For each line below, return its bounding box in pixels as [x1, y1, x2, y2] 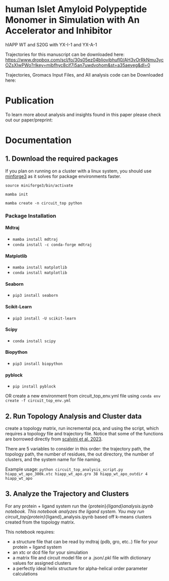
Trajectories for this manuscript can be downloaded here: [5, 51, 125, 57]
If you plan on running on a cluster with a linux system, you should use [5, 168, 152, 174]
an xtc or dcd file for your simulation [12, 549, 88, 555]
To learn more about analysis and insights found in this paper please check [5, 111, 161, 117]
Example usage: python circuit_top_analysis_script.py [5, 466, 124, 472]
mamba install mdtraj [12, 237, 58, 242]
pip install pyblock [12, 384, 56, 389]
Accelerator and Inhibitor [5, 25, 112, 36]
